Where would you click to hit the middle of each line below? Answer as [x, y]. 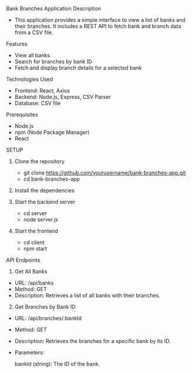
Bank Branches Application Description [54, 9]
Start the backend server [45, 202]
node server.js [41, 219]
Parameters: [29, 352]
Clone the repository [39, 161]
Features [17, 44]
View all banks [32, 55]
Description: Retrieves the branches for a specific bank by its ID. [92, 341]
